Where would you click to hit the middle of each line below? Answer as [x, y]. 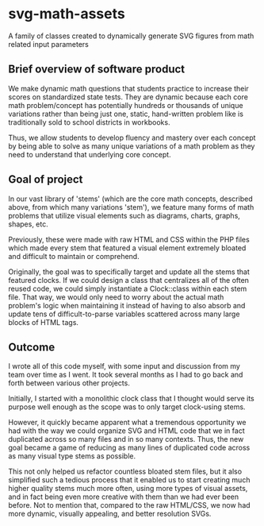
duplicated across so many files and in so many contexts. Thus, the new [126, 439]
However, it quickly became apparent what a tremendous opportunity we [127, 423]
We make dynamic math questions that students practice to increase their [129, 88]
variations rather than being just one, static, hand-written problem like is [126, 114]
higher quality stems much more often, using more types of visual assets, [128, 489]
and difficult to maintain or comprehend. [74, 256]
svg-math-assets [67, 14]
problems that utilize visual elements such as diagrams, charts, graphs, [124, 215]
